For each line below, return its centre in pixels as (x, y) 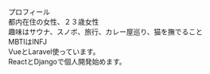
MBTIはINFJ (28, 42)
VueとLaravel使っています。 (54, 52)
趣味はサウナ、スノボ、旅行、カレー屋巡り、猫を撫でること (105, 32)
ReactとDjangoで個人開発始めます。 (67, 62)
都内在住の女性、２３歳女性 (54, 22)
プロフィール (29, 12)
